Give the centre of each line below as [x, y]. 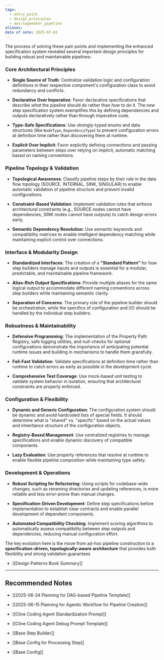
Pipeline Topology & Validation [42, 168]
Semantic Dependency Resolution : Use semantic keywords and [77, 229]
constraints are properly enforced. [47, 387]
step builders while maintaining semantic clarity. [61, 293]
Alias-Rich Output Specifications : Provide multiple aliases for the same [84, 283]
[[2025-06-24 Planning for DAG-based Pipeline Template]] [71, 595]
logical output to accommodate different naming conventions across [81, 288]
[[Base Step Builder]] [33, 633]
